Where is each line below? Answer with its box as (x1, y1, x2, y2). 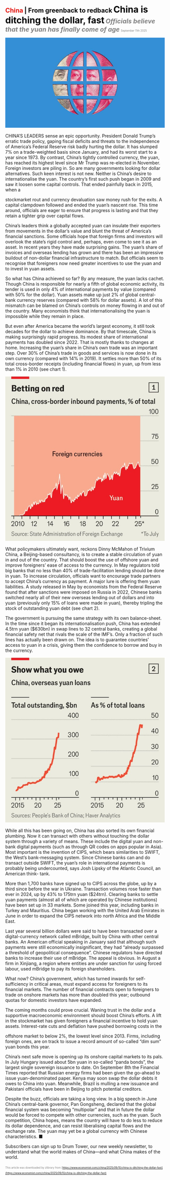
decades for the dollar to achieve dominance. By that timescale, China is (5, 328, 156, 334)
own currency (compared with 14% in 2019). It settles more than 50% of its (5, 355, 162, 361)
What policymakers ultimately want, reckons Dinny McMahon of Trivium (5, 546, 155, 552)
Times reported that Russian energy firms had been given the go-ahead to (5, 1070, 160, 1075)
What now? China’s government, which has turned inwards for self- (5, 976, 146, 982)
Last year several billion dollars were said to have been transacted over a (5, 928, 157, 934)
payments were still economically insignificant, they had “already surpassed (5, 944, 164, 950)
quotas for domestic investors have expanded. (5, 997, 102, 1003)
